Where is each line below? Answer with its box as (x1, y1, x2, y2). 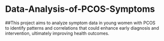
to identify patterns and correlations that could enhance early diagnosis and (5, 25, 159, 31)
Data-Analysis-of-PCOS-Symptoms (5, 3, 155, 15)
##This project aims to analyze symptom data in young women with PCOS (5, 20, 156, 26)
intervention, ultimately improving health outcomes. (5, 30, 109, 36)
